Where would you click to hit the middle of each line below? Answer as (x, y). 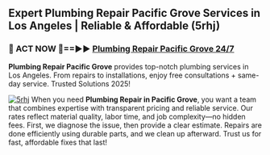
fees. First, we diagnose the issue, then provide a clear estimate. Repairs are (135, 125)
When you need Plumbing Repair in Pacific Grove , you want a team (143, 99)
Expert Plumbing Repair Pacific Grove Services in (134, 13)
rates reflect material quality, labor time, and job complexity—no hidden (127, 116)
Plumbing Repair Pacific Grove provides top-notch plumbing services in (129, 66)
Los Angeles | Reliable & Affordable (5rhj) (114, 26)
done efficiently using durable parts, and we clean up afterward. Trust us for (135, 133)
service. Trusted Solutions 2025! (77, 83)
